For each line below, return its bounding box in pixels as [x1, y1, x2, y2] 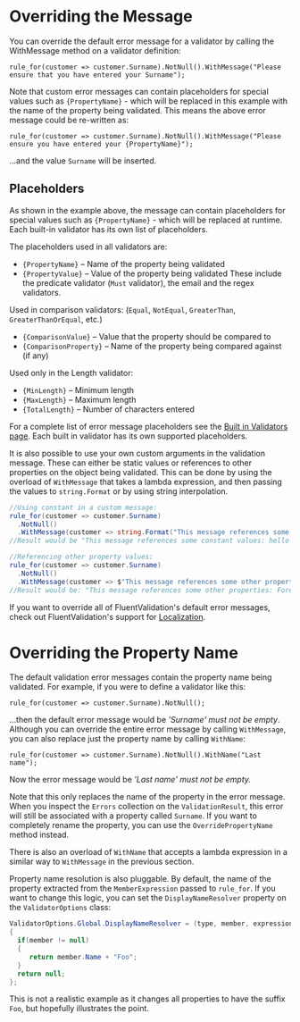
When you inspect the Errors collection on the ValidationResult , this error [9, 801, 284, 812]
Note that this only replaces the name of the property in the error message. [9, 792, 286, 802]
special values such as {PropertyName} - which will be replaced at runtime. [9, 214, 283, 225]
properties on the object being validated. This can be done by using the [9, 466, 272, 477]
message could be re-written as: [9, 114, 129, 125]
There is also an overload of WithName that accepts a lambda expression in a [9, 847, 288, 858]
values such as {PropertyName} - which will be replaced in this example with [9, 96, 288, 106]
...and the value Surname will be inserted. [9, 155, 157, 166]
